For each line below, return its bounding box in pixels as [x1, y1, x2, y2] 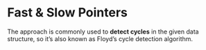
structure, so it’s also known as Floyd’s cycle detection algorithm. [7, 34, 193, 42]
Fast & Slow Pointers [7, 5, 128, 21]
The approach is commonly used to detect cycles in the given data [7, 27, 199, 36]
